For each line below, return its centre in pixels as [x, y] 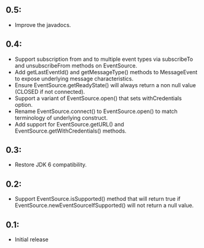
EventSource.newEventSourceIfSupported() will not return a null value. [104, 206]
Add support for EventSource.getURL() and [69, 124]
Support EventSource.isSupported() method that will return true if [97, 199]
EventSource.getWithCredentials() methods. [70, 131]
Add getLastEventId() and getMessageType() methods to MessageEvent [106, 72]
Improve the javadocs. [43, 25]
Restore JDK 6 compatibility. [51, 165]
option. [24, 104]
